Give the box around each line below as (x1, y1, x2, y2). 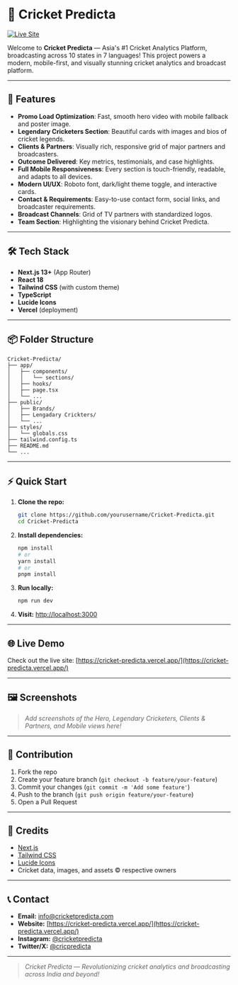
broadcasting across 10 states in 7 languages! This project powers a (7, 51, 206, 59)
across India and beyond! (24, 970, 100, 979)
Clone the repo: (17, 498, 65, 506)
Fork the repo (17, 768, 58, 776)
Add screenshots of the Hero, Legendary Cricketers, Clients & (24, 714, 206, 722)
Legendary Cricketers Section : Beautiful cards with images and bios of (17, 127, 227, 135)
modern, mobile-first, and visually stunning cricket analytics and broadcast (7, 58, 227, 67)
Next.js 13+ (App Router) (17, 268, 91, 276)
